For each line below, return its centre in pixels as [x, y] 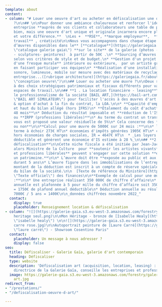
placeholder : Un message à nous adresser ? [58, 239]
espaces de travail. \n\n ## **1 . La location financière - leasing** [85, 90]
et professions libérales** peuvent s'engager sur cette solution [82, 153]
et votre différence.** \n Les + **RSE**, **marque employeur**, [82, 37]
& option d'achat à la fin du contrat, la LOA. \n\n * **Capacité [80, 104]
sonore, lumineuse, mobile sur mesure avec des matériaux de [76, 73]
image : [16, 275]
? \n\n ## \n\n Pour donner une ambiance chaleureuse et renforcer [80, 23]
